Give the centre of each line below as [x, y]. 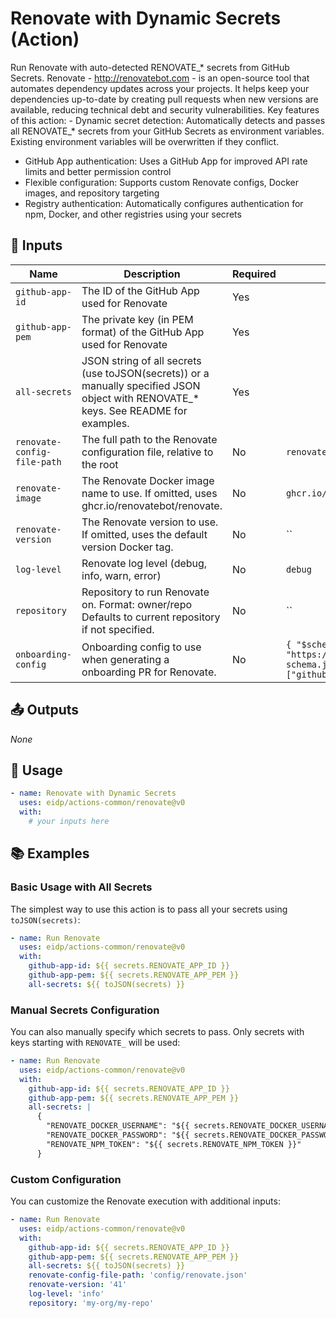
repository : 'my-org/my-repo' [91, 1303]
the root [100, 464]
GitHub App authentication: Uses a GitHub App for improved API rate [166, 161]
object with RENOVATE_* [140, 398]
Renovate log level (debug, [144, 563]
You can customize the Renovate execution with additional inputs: [145, 1201]
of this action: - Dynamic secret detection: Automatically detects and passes [168, 120]
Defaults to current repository [151, 617]
